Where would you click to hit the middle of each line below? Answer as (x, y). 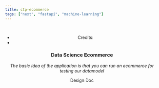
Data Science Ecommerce (82, 55)
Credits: (86, 37)
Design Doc (82, 80)
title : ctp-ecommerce (27, 9)
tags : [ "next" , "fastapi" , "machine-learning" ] (54, 14)
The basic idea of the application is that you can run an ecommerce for (82, 66)
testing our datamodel (82, 70)
